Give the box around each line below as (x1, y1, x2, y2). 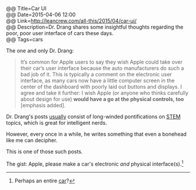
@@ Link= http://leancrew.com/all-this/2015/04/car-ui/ (6, 17, 137, 24)
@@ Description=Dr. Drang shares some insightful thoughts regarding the (6, 23, 184, 30)
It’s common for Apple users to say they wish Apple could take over (20, 58, 183, 65)
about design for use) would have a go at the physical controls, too (20, 96, 184, 103)
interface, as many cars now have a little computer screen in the (20, 77, 175, 84)
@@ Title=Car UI (6, 5, 47, 12)
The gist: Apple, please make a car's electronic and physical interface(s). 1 (6, 160, 184, 167)
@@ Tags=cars (6, 36, 43, 43)
